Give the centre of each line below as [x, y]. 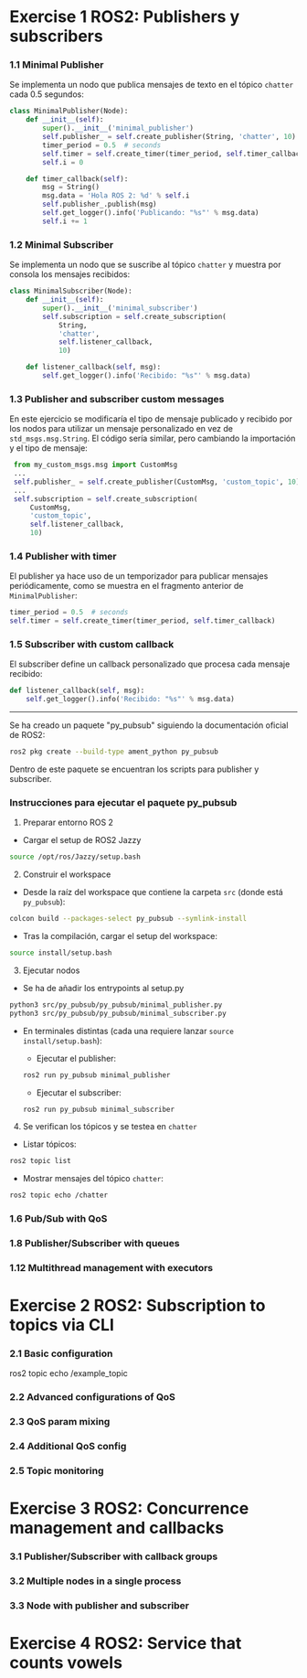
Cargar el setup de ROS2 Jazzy [82, 840]
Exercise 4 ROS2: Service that [126, 1644]
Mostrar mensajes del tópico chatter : [93, 1179]
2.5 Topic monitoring [57, 1471]
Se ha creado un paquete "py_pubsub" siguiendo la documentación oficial [149, 725]
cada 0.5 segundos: [47, 94]
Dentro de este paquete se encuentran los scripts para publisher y [134, 769]
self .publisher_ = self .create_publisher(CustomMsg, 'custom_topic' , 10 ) [157, 482]
